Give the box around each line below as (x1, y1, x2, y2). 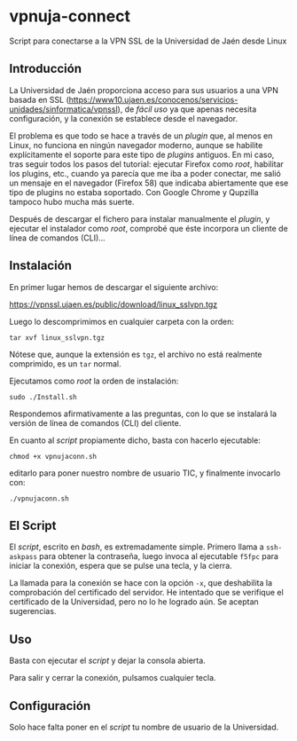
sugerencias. (9, 606, 57, 617)
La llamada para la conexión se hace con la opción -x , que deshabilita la (9, 578, 273, 588)
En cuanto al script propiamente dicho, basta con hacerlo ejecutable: (9, 435, 262, 445)
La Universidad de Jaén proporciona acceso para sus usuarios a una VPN (9, 84, 279, 95)
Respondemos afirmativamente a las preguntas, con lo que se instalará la (9, 408, 277, 419)
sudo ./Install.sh (9, 392, 77, 401)
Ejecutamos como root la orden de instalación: (9, 375, 179, 386)
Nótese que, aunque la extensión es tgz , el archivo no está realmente (9, 349, 263, 359)
